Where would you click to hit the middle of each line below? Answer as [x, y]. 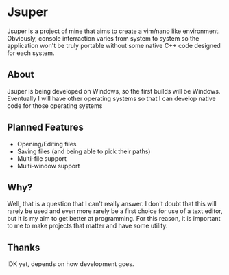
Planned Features [46, 128]
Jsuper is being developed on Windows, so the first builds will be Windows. [114, 91]
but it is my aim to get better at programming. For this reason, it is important [114, 219]
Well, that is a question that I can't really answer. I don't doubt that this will [112, 204]
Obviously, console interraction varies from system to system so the [103, 38]
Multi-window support [48, 166]
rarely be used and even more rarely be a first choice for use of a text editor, [115, 211]
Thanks [24, 247]
